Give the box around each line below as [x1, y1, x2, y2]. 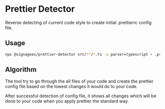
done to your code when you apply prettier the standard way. [5, 98, 129, 104]
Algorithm [5, 65, 37, 74]
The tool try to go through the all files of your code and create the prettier [5, 78, 154, 84]
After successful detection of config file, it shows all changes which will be [5, 93, 157, 99]
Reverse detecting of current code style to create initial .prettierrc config [5, 20, 152, 25]
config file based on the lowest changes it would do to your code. [5, 84, 138, 89]
